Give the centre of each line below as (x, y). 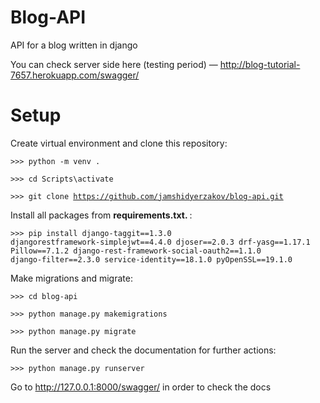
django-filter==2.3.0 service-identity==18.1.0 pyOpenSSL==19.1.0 (151, 259)
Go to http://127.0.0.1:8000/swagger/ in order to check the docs (141, 387)
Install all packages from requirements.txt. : (101, 215)
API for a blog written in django (74, 45)
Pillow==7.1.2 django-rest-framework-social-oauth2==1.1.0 (136, 251)
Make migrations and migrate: (71, 278)
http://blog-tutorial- (260, 64)
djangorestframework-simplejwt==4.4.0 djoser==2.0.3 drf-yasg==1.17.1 (160, 242)
